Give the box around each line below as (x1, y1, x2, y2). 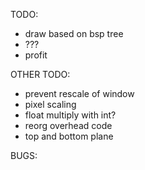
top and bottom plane (24, 130, 114, 142)
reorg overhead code (24, 120, 113, 131)
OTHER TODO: (10, 69, 71, 80)
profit (24, 49, 48, 61)
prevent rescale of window (24, 88, 135, 99)
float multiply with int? (24, 109, 117, 121)
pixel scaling (24, 99, 77, 110)
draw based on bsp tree (24, 28, 124, 39)
